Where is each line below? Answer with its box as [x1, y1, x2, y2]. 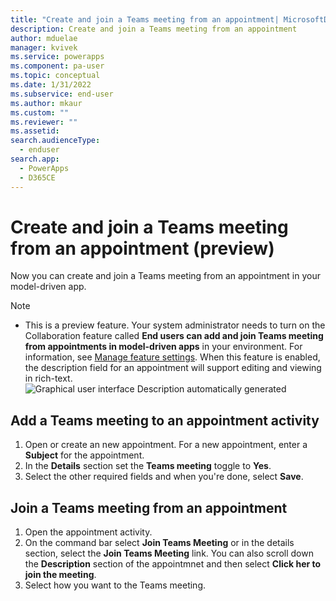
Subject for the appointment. [24, 449, 145, 461]
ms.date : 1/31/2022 [10, 80, 92, 90]
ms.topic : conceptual [10, 71, 101, 81]
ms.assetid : [10, 126, 60, 136]
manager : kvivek [10, 42, 78, 53]
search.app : [10, 154, 60, 164]
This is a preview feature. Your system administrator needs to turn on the [24, 319, 326, 331]
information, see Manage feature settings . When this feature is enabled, [24, 351, 321, 363]
